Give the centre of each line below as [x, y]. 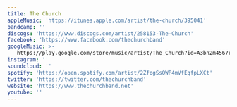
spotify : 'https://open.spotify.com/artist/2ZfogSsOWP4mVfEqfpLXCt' [110, 73]
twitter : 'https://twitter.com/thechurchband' [77, 79]
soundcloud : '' [30, 66]
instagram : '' [28, 60]
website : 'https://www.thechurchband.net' [71, 86]
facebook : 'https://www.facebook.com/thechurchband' [86, 40]
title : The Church [34, 14]
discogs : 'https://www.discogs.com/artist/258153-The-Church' [101, 33]
